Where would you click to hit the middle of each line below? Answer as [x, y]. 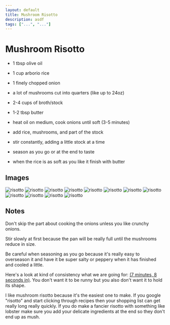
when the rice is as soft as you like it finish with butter [69, 162]
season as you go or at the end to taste [54, 152]
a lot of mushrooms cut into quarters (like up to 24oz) [68, 93]
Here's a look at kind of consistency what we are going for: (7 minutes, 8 [81, 274]
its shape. [15, 285]
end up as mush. [23, 317]
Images [17, 177]
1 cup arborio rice [31, 73]
